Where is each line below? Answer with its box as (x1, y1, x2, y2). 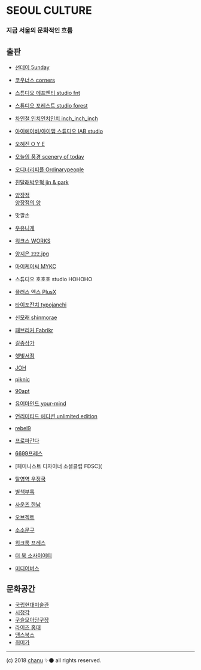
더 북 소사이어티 (14, 552, 52, 559)
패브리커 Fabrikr (14, 326, 54, 333)
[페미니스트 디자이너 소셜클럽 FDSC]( (14, 462, 102, 469)
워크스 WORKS (14, 237, 51, 244)
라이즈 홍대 (14, 623, 41, 631)
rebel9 (14, 424, 31, 431)
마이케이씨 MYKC (14, 263, 57, 270)
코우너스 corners (14, 76, 56, 84)
